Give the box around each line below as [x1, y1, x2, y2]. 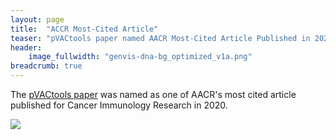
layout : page [10, 14, 65, 25]
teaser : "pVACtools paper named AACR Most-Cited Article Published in [10, 33, 311, 43]
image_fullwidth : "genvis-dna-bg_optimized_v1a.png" [28, 52, 253, 62]
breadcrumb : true [10, 61, 83, 71]
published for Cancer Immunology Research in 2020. [10, 99, 228, 111]
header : [10, 42, 43, 53]
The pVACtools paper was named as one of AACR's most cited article [10, 89, 297, 100]
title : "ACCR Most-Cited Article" [10, 24, 159, 34]
